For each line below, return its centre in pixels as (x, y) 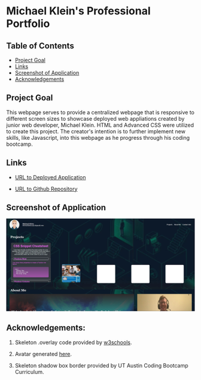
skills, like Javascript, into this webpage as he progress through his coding (98, 137)
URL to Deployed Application (50, 177)
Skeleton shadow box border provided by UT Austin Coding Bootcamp (101, 365)
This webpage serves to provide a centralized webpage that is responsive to (100, 112)
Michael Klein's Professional (78, 11)
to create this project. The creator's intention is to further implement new (96, 131)
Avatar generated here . (43, 354)
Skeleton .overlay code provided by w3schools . (73, 342)
